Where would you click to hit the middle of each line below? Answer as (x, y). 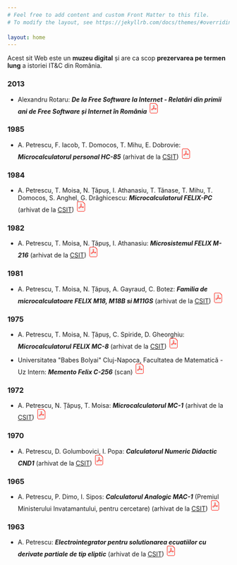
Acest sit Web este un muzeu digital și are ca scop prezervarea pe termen (116, 58)
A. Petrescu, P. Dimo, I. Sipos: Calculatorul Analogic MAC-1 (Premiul (118, 497)
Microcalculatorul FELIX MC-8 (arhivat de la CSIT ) (92, 346)
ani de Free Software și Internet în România (82, 111)
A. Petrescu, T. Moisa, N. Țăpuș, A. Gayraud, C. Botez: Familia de (113, 288)
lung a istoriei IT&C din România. (55, 66)
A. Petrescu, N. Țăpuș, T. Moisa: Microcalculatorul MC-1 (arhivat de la (120, 406)
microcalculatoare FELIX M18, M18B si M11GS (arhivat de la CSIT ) (114, 300)
